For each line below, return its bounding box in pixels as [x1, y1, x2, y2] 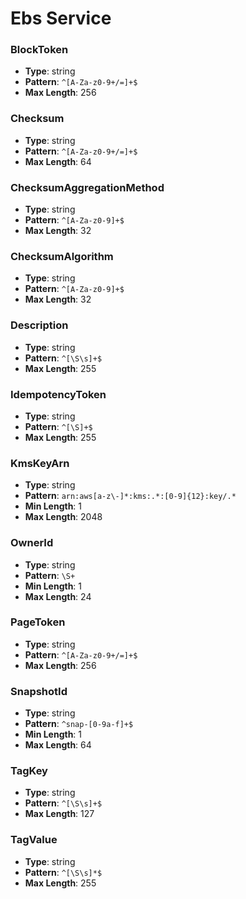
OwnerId [10, 536, 54, 550]
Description [10, 318, 69, 332]
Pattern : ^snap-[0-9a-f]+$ [24, 718, 134, 730]
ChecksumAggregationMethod [10, 180, 165, 194]
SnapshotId [10, 684, 68, 698]
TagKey [10, 764, 48, 778]
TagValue [10, 833, 58, 847]
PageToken [10, 615, 66, 629]
